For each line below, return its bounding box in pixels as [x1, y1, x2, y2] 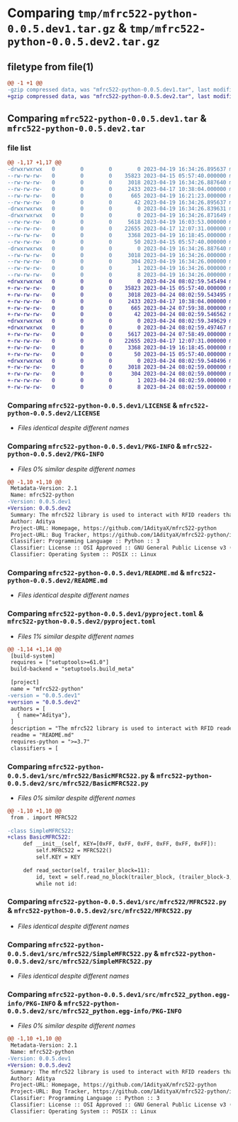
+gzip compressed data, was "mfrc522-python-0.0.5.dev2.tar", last [7, 92, 211, 100]
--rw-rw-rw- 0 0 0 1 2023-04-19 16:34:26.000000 [7, 265, 227, 272]
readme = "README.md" [10, 731, 74, 739]
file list [7, 143, 32, 153]
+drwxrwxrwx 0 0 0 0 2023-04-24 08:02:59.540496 [7, 357, 227, 364]
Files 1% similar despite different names [17, 632, 135, 641]
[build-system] [10, 652, 55, 660]
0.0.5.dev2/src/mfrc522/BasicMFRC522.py [7, 779, 149, 788]
